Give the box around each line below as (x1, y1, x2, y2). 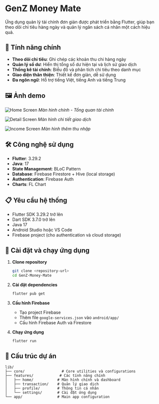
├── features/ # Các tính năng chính (5, 373, 106, 378)
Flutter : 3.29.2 (12, 156, 41, 162)
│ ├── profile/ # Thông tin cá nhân (5, 386, 99, 391)
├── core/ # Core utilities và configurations (5, 369, 136, 374)
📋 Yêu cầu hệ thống (5, 196, 68, 204)
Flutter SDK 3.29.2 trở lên (12, 212, 63, 218)
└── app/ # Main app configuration (5, 394, 110, 400)
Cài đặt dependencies (12, 282, 57, 287)
